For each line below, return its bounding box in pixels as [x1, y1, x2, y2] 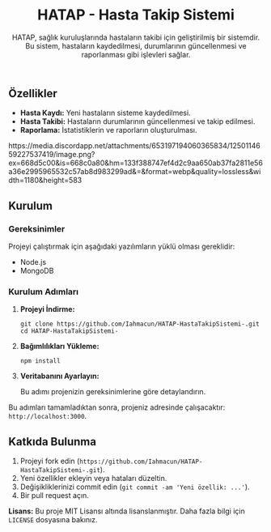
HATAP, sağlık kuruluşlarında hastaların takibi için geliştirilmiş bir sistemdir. [11, 32, 260, 42]
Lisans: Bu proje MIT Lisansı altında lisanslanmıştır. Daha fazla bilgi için [8, 506, 245, 516]
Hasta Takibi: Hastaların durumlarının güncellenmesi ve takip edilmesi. [19, 117, 256, 126]
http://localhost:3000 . [8, 411, 87, 421]
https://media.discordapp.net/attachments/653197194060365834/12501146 [8, 141, 261, 151]
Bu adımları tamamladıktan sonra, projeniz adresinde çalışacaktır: [8, 402, 226, 412]
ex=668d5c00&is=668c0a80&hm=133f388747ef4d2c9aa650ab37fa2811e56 [8, 158, 263, 168]
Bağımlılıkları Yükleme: [19, 342, 100, 351]
